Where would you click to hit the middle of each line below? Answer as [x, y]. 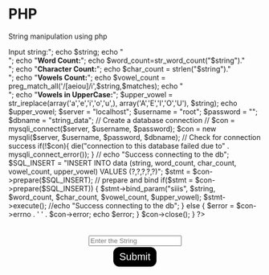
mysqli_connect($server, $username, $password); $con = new [112, 129]
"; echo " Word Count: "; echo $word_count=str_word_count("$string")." [126, 60]
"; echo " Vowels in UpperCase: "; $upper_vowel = [91, 94]
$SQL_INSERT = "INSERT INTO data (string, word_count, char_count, [122, 162]
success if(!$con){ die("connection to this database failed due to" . [119, 146]
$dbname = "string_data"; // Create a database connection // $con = [122, 120]
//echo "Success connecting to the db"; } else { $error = [141, 205]
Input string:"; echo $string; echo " [66, 51]
